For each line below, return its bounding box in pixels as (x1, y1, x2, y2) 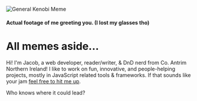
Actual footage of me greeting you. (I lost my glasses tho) (6, 19, 150, 26)
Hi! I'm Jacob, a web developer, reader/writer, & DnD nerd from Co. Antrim (6, 59, 187, 66)
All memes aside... (6, 39, 99, 53)
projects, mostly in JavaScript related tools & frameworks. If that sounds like (6, 71, 191, 79)
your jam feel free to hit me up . (6, 78, 81, 85)
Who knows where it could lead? (6, 89, 86, 96)
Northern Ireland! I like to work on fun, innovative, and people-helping (6, 65, 176, 72)
